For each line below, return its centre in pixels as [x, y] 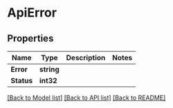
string [49, 69]
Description [86, 58]
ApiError [32, 13]
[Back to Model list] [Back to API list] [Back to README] [86, 98]
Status [22, 81]
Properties [30, 38]
